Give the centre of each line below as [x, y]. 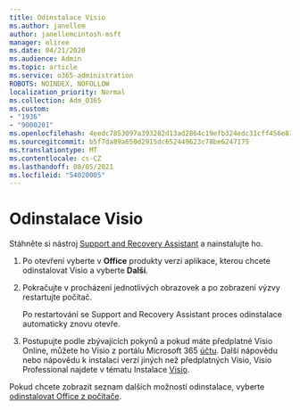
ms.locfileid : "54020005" [57, 175]
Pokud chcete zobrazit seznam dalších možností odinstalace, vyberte [137, 387]
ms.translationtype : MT [54, 150]
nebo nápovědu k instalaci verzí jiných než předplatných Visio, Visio [147, 360]
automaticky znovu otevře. [71, 324]
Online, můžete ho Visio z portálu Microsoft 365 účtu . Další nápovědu [150, 351]
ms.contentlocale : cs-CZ [55, 158]
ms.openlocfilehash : [48, 134]
